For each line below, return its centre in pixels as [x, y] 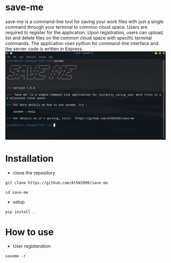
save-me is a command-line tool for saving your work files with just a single [84, 21]
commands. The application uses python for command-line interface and [82, 43]
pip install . [20, 212]
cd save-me [17, 192]
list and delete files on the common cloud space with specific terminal [79, 38]
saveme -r [16, 256]
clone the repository [34, 172]
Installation [30, 158]
